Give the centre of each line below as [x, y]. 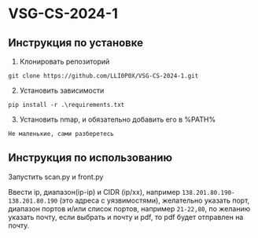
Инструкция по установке [76, 43]
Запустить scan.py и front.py [56, 177]
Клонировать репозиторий [64, 61]
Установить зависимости [62, 90]
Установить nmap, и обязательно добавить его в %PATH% [118, 119]
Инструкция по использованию [90, 158]
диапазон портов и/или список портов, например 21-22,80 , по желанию [129, 208]
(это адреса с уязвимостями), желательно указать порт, [155, 200]
